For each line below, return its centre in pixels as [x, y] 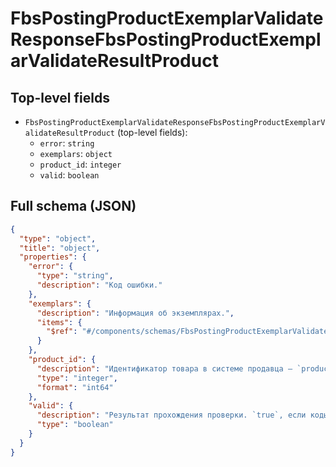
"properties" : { [53, 257]
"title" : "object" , [60, 248]
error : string [67, 143]
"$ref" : [62, 332]
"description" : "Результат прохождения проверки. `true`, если [171, 415]
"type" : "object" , [58, 238]
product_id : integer [80, 164]
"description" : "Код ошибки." [99, 285]
